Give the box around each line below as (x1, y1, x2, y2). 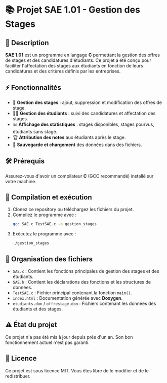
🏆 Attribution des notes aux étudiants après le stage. (12, 134, 126, 140)
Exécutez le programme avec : (12, 231, 76, 237)
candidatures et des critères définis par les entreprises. (5, 68, 121, 74)
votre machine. (5, 178, 36, 184)
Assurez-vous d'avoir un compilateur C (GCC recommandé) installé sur (5, 173, 154, 179)
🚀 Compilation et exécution (5, 193, 92, 202)
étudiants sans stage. (12, 128, 58, 134)
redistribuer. (5, 373, 31, 379)
